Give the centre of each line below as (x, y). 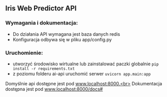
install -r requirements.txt (44, 68)
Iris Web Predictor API (41, 8)
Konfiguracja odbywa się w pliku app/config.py (62, 39)
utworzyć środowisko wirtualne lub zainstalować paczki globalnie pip (86, 64)
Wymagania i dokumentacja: (42, 23)
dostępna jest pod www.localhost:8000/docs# (54, 89)
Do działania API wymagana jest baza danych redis (66, 34)
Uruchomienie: (24, 53)
